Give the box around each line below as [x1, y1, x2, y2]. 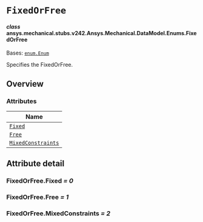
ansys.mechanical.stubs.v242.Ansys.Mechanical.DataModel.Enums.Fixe [6, 29, 197, 36]
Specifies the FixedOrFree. [6, 61, 73, 69]
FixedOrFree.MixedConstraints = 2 [6, 209, 111, 218]
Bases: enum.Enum [6, 49, 50, 56]
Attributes [6, 96, 37, 105]
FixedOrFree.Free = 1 [6, 193, 69, 201]
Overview [6, 78, 44, 89]
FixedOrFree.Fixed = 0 [6, 177, 74, 185]
